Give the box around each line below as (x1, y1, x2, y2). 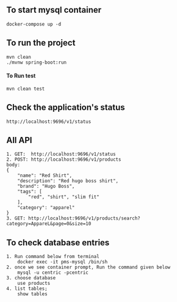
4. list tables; (6, 285, 48, 292)
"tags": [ (17, 189, 43, 195)
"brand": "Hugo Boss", (17, 183, 75, 190)
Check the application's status (6, 102, 125, 112)
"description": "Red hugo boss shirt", (17, 178, 119, 184)
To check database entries (6, 237, 110, 248)
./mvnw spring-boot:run (6, 59, 67, 65)
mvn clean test (6, 86, 45, 92)
